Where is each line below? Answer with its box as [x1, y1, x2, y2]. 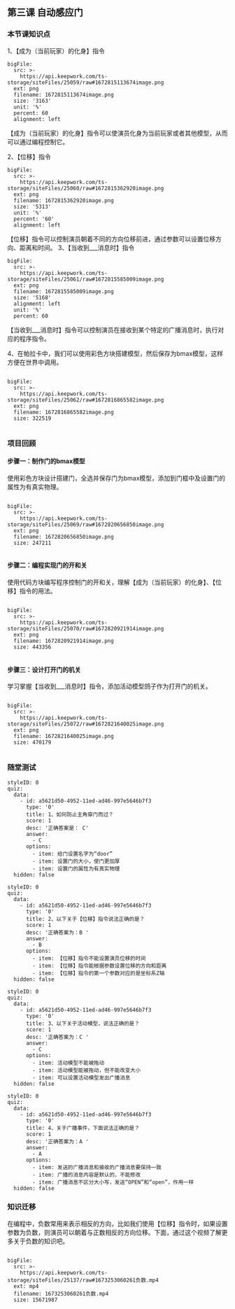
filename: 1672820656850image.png [13, 533, 114, 540]
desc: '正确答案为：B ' [25, 929, 89, 936]
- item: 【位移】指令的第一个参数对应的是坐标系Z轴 [32, 970, 165, 977]
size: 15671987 [13, 1296, 58, 1303]
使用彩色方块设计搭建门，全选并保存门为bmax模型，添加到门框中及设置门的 [7, 474, 226, 482]
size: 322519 [13, 415, 52, 422]
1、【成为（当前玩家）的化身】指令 [7, 46, 105, 55]
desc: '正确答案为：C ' [25, 1033, 89, 1040]
